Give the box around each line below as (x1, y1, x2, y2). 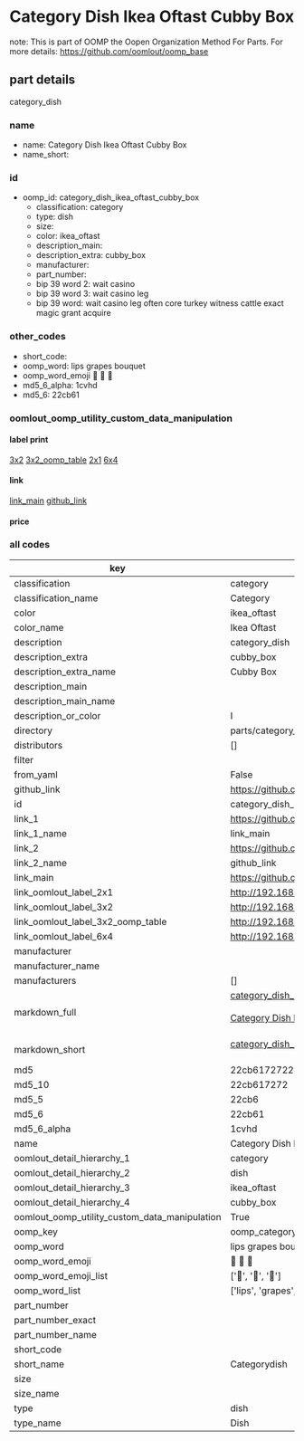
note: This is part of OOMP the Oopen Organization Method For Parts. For (9, 36, 283, 47)
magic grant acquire (35, 308, 111, 319)
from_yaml (14, 768, 59, 780)
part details (9, 72, 76, 88)
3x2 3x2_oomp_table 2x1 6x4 (9, 454, 119, 465)
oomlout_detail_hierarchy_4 (14, 1196, 130, 1208)
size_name (14, 1387, 60, 1399)
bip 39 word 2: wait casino (35, 279, 136, 290)
